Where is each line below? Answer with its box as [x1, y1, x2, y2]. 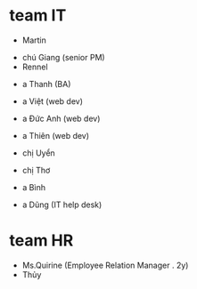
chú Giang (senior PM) [21, 52, 105, 62]
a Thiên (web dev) [21, 130, 90, 140]
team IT [9, 5, 67, 26]
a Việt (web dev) [21, 95, 83, 107]
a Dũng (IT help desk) [21, 199, 103, 210]
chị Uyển [21, 148, 55, 158]
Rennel [21, 61, 48, 72]
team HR [9, 230, 74, 251]
